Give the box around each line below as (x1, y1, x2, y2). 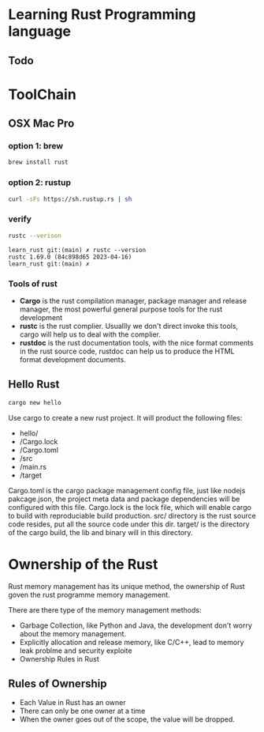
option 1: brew (8, 141, 64, 152)
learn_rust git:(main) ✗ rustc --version (8, 246, 147, 254)
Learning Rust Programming (8, 6, 196, 24)
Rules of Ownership (8, 677, 107, 690)
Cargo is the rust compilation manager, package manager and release (19, 296, 247, 305)
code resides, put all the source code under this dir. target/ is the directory (8, 519, 250, 529)
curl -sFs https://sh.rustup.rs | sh (8, 195, 132, 203)
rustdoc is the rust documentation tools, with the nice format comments (19, 338, 254, 347)
